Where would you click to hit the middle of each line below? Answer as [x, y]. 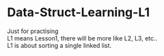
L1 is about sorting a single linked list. [59, 45]
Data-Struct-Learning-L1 [79, 12]
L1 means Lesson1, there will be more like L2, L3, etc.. [82, 38]
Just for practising [33, 31]
